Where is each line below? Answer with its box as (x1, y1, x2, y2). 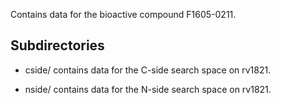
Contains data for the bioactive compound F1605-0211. (10, 9, 237, 20)
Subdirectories (10, 37, 105, 54)
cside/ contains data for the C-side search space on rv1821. (24, 64, 272, 76)
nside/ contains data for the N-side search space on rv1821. (24, 83, 272, 95)
